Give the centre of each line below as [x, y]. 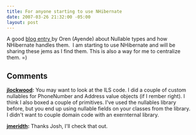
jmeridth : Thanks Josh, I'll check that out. [57, 126]
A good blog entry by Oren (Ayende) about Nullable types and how [87, 39]
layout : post [23, 22]
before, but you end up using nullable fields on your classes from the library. [99, 109]
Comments [27, 76]
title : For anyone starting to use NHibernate [64, 11]
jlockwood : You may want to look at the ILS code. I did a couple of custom [97, 90]
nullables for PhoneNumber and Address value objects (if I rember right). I [96, 96]
